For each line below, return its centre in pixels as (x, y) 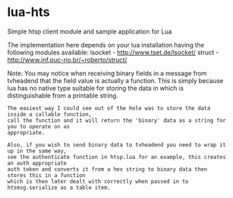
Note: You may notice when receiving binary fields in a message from (107, 73)
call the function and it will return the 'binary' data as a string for (117, 120)
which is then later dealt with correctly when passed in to (98, 181)
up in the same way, (37, 151)
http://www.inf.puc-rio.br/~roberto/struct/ (67, 59)
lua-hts (29, 12)
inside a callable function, (50, 114)
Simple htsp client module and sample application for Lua (90, 31)
